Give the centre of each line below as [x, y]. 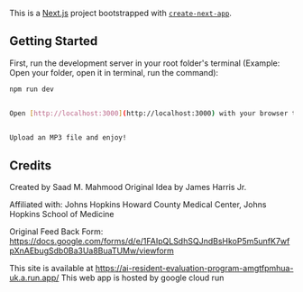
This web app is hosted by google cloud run [142, 278]
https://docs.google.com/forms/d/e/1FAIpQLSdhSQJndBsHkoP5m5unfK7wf [150, 242]
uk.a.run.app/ [34, 278]
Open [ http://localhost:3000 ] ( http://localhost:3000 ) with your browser [149, 113]
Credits [31, 165]
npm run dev [32, 89]
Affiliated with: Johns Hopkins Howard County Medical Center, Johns [138, 205]
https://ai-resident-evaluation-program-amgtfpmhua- [194, 269]
